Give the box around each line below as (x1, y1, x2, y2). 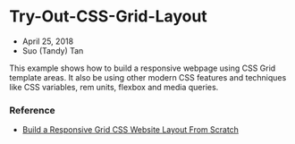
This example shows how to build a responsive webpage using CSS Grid (9, 63, 276, 73)
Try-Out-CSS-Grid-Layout (9, 6, 207, 27)
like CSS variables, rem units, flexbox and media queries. (9, 81, 219, 92)
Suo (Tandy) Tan (21, 45, 84, 55)
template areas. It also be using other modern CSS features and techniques (9, 72, 287, 82)
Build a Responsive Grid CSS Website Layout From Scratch (21, 124, 240, 135)
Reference (9, 104, 55, 116)
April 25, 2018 (21, 36, 74, 47)
